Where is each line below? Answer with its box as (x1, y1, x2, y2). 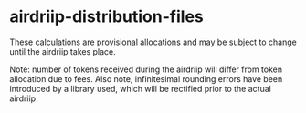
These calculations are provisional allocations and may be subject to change (9, 36, 297, 47)
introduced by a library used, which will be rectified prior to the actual (9, 83, 271, 94)
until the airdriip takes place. (9, 46, 116, 56)
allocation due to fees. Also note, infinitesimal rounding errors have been (9, 73, 283, 84)
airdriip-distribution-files (9, 6, 204, 27)
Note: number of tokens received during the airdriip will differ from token (9, 64, 283, 75)
